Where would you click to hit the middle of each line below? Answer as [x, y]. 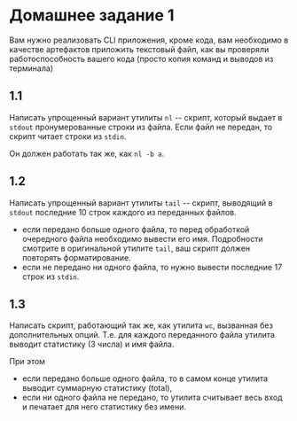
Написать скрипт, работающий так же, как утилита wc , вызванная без [141, 325]
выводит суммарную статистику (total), [97, 388]
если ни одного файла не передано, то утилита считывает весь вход [152, 398]
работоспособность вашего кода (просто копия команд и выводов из [141, 58]
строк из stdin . [51, 277]
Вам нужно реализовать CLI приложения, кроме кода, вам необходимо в [149, 40]
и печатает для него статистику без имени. [104, 407]
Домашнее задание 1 [92, 16]
